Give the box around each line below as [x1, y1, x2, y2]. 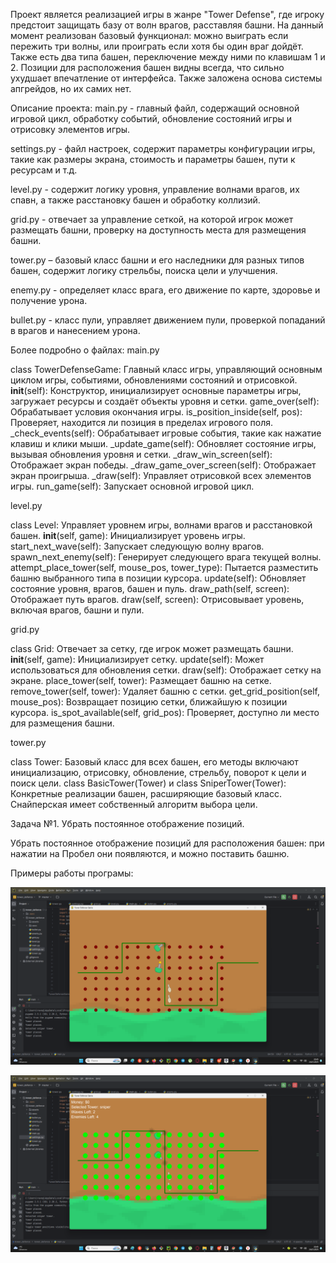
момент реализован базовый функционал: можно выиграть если [10, 30, 289, 41]
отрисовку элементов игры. [10, 124, 131, 135]
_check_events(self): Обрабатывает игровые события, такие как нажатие [10, 427, 322, 439]
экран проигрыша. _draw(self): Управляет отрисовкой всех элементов [10, 470, 312, 481]
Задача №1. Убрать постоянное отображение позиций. [10, 818, 245, 829]
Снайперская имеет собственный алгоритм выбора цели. [10, 799, 258, 810]
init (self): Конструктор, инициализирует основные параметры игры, [10, 385, 302, 396]
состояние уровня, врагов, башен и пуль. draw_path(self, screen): [10, 583, 290, 594]
